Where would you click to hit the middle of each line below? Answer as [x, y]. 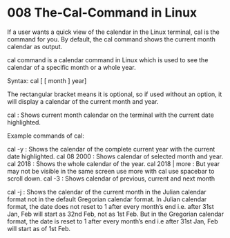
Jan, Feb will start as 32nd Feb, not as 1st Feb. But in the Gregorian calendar [116, 214]
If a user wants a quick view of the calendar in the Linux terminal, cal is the [113, 32]
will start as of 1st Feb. [39, 228]
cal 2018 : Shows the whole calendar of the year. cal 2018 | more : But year [114, 163]
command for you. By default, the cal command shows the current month [112, 39]
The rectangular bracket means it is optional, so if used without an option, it [115, 94]
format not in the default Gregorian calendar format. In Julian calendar [107, 199]
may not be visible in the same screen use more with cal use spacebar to [111, 171]
